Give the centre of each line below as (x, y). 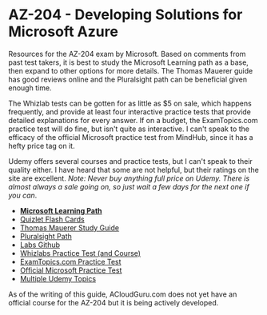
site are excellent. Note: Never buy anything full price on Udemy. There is (129, 178)
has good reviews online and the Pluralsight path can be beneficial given (128, 79)
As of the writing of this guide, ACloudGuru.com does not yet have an (123, 294)
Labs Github (40, 245)
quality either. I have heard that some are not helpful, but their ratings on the (134, 169)
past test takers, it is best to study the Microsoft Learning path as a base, (129, 62)
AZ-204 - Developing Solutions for (126, 15)
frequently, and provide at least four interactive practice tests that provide (130, 112)
